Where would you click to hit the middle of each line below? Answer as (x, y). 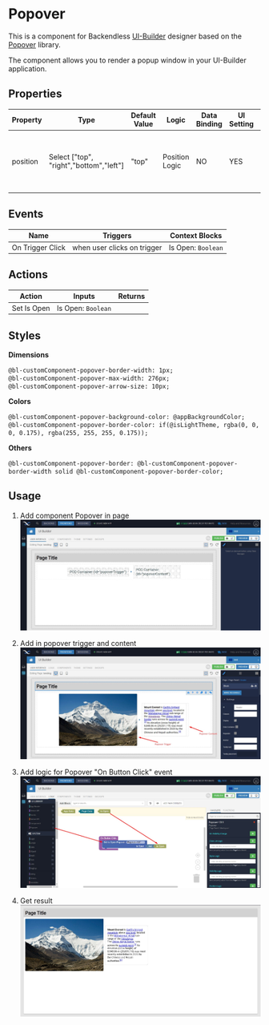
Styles (25, 335)
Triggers (117, 236)
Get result (36, 901)
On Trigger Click (38, 247)
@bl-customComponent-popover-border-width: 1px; (91, 370)
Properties (35, 94)
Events (26, 214)
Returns (132, 297)
